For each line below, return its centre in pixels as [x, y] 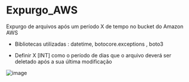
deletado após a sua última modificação [63, 61]
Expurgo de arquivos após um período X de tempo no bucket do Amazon [95, 26]
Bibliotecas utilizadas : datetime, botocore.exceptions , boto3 [89, 44]
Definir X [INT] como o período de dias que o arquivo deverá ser [93, 55]
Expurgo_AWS [42, 10]
